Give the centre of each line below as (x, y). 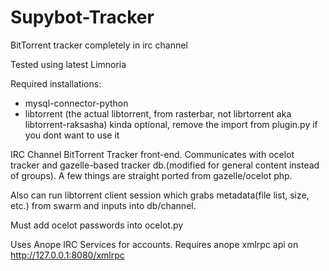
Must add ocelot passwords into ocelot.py (97, 225)
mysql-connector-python (76, 103)
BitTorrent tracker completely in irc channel (99, 45)
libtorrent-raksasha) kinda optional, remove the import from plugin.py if (171, 124)
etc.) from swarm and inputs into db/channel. (103, 205)
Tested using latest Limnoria (68, 64)
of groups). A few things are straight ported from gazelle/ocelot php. (151, 175)
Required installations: (56, 83)
